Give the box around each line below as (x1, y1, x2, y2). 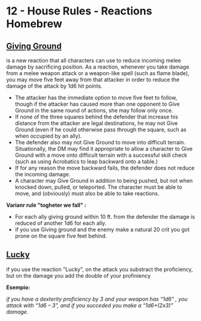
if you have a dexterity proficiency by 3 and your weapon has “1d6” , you (6, 295, 188, 302)
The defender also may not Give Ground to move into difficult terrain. (14, 139, 186, 145)
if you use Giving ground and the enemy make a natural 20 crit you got (14, 226, 190, 233)
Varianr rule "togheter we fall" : (6, 201, 86, 209)
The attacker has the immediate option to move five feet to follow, (14, 94, 178, 101)
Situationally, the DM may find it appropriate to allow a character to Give (14, 145, 193, 152)
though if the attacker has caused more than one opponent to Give (14, 100, 180, 108)
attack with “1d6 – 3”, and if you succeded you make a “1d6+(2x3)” (6, 302, 173, 309)
